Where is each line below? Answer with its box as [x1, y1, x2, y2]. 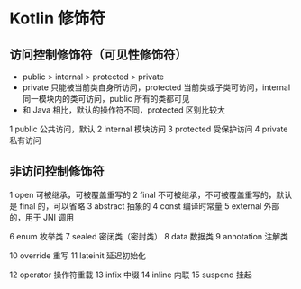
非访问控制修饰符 [9, 164, 105, 179]
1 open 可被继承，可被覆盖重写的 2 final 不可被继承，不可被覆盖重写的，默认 [9, 189, 293, 200]
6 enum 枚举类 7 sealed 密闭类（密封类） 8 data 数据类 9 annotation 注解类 [9, 230, 288, 241]
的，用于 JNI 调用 [9, 212, 75, 222]
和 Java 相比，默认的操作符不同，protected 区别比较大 [22, 104, 225, 115]
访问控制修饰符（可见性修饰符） [9, 47, 187, 62]
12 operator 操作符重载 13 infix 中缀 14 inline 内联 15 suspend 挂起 [9, 269, 252, 280]
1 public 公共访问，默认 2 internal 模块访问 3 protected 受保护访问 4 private [9, 123, 288, 134]
